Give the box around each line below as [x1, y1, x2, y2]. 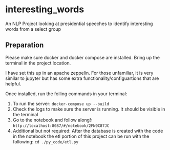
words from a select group [5, 26, 61, 32]
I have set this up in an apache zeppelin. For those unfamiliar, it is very [5, 70, 154, 76]
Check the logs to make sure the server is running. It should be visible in [12, 106, 165, 112]
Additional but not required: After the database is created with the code [12, 127, 163, 134]
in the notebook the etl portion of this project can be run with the [12, 133, 150, 139]
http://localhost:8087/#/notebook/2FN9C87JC [12, 123, 110, 128]
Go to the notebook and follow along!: [12, 117, 93, 123]
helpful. [5, 80, 22, 87]
